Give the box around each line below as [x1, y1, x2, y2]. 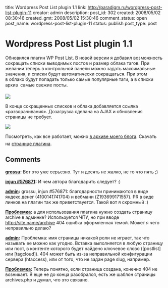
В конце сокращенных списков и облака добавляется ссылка [5, 103, 138, 109]
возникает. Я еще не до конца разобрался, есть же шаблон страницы [5, 271, 155, 277]
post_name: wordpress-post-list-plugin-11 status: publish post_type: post [5, 20, 157, 26]
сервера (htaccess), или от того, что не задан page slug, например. [5, 256, 150, 262]
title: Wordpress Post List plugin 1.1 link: [5, 5, 87, 10]
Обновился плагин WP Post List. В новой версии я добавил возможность [5, 55, 163, 61]
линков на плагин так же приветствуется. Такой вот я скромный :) [5, 199, 149, 205]
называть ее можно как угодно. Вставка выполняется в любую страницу [5, 240, 163, 246]
